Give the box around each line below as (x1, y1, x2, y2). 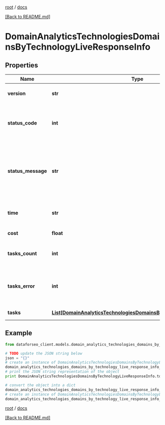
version (7, 90, 26, 97)
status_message (7, 167, 48, 174)
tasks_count (7, 250, 37, 257)
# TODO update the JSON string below (5, 351, 82, 356)
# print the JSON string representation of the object (5, 369, 120, 374)
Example (5, 329, 32, 337)
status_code (7, 120, 37, 126)
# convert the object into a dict (5, 383, 76, 388)
